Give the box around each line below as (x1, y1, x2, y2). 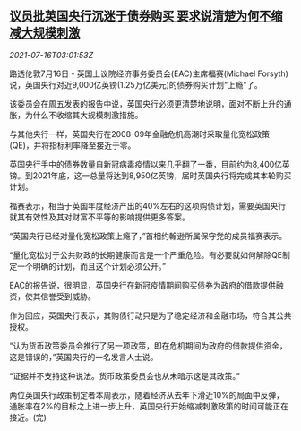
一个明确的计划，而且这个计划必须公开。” (16, 261, 167, 272)
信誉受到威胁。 (39, 290, 96, 302)
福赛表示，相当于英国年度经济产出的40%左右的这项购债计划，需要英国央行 (9, 200, 287, 211)
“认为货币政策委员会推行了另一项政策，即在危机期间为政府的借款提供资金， (9, 340, 288, 351)
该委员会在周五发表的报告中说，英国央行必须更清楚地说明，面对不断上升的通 (9, 98, 292, 109)
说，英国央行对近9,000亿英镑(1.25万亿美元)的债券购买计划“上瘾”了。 (9, 79, 262, 90)
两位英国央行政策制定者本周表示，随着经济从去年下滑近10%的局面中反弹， (9, 389, 285, 401)
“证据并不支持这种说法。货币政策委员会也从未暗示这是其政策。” (9, 370, 240, 381)
